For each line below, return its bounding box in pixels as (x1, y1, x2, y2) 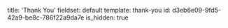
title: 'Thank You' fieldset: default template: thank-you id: (7, 6, 171, 14)
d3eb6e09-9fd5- (172, 6, 222, 14)
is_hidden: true (85, 13, 129, 22)
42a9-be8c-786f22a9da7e (7, 13, 85, 22)
